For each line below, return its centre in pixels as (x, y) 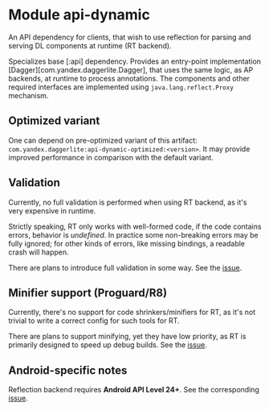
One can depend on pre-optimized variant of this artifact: (103, 140)
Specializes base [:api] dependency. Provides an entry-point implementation (135, 61)
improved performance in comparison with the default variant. (111, 157)
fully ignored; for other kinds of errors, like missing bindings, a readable (127, 243)
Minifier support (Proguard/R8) (88, 293)
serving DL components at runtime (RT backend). (90, 45)
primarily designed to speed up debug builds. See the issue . (108, 345)
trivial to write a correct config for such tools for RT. (94, 321)
